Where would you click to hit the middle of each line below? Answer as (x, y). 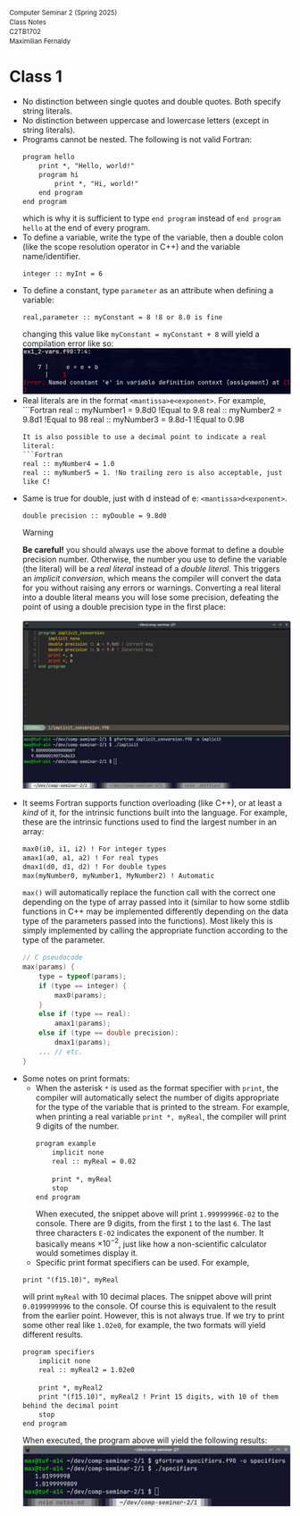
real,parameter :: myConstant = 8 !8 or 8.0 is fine (122, 317)
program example (66, 1143)
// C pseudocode (52, 958)
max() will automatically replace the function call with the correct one (149, 893)
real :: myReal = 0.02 (94, 1161)
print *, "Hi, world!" (97, 183)
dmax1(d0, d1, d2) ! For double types (94, 867)
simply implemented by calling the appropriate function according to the (155, 931)
